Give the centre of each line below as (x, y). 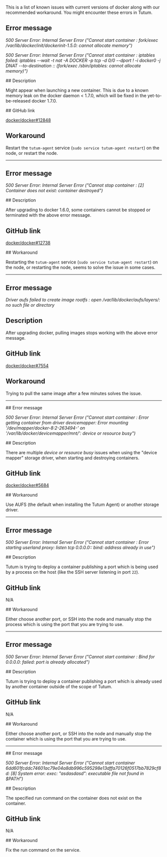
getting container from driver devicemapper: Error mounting (67, 422)
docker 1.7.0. (44, 101)
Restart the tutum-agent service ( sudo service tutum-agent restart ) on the (83, 148)
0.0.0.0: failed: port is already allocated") (48, 662)
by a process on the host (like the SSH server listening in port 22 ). (72, 572)
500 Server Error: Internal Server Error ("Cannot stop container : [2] (75, 185)
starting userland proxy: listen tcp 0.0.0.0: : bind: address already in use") (81, 548)
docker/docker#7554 (27, 366)
